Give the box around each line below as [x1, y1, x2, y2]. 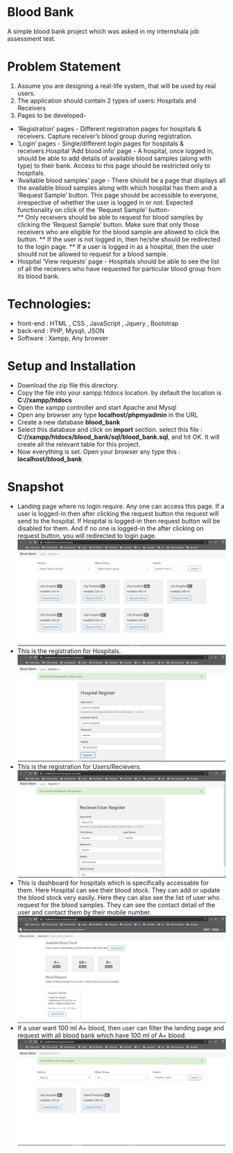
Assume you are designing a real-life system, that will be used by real [17, 81, 216, 90]
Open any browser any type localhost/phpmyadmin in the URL [17, 410, 198, 419]
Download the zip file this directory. [17, 381, 119, 389]
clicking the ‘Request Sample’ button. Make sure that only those [17, 220, 200, 229]
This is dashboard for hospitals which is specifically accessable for [17, 878, 209, 887]
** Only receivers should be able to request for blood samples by [17, 213, 203, 221]
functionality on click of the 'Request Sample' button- [17, 205, 171, 214]
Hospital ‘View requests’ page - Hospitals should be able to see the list [17, 257, 220, 266]
